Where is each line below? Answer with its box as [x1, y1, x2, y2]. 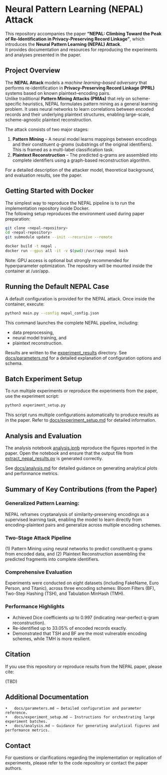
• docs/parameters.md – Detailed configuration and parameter [5, 706, 142, 711]
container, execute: [5, 301, 45, 307]
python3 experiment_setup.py [5, 403, 66, 408]
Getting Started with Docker [5, 187, 94, 195]
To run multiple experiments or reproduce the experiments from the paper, [5, 388, 158, 394]
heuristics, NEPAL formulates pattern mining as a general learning [22, 101, 158, 107]
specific [5, 101, 22, 107]
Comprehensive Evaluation [5, 569, 72, 576]
